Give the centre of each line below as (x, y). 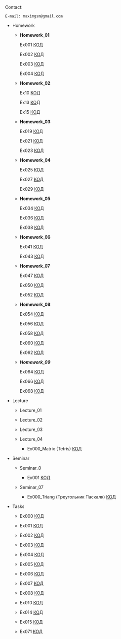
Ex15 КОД (30, 112)
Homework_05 (35, 199)
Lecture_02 (31, 420)
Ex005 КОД (32, 564)
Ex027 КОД (32, 179)
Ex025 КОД (32, 170)
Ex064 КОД (32, 372)
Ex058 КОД (32, 333)
